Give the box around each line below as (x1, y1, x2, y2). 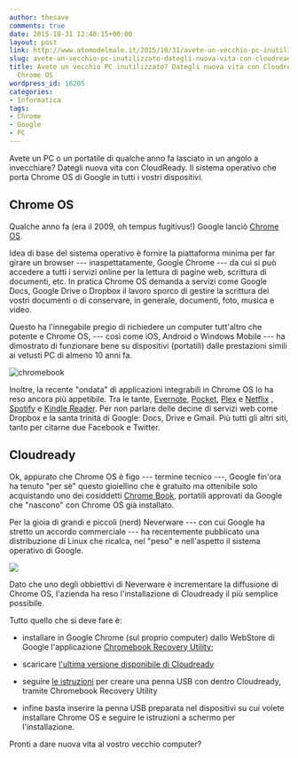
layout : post (9, 37, 58, 47)
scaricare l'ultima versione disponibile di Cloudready (21, 659, 215, 669)
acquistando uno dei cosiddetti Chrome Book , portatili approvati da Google (9, 490, 283, 501)
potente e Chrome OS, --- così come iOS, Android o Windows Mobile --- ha (9, 330, 286, 342)
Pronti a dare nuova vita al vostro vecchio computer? (9, 738, 202, 749)
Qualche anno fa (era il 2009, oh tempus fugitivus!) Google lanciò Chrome (9, 221, 279, 232)
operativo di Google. (9, 545, 84, 556)
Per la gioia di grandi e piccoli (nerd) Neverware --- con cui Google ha (9, 517, 266, 527)
